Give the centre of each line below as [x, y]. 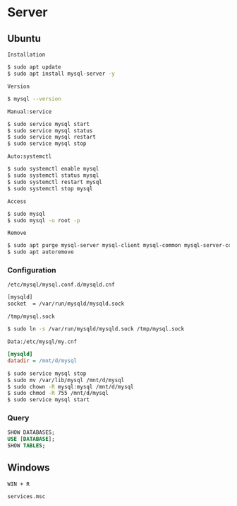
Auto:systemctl [30, 156]
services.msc [26, 496]
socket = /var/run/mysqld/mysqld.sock [66, 304]
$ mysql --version [34, 99]
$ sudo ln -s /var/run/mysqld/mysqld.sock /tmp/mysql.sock [96, 329]
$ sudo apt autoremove [41, 252]
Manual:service [30, 111]
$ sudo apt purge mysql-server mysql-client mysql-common [94, 246]
